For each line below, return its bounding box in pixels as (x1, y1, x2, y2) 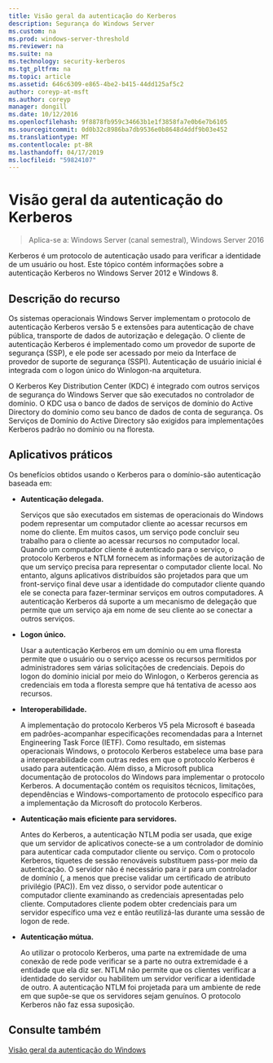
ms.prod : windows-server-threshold (8, 34, 130, 43)
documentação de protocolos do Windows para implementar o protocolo (20, 771, 265, 782)
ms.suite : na (8, 50, 53, 58)
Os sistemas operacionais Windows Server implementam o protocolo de (8, 314, 251, 323)
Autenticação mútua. (20, 932, 94, 942)
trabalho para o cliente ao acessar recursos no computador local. (20, 535, 240, 546)
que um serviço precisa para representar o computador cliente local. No (20, 561, 263, 571)
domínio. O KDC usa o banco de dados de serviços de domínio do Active (8, 398, 253, 408)
